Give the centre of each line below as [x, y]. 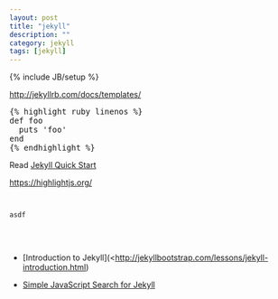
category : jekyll [42, 43]
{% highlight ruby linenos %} [76, 112]
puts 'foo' [43, 130]
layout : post [34, 18]
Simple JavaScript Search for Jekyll [88, 285]
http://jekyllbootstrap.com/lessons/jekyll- [192, 257]
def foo [26, 121]
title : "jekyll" [40, 26]
